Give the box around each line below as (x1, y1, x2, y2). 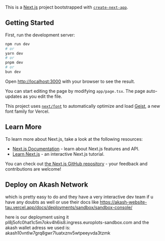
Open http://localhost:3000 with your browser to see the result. (5, 78, 136, 84)
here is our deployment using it (5, 214, 69, 220)
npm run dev (5, 41, 30, 46)
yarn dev (5, 51, 23, 56)
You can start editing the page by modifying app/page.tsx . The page (5, 88, 146, 94)
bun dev (5, 69, 21, 74)
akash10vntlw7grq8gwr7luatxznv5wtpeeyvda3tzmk (5, 230, 111, 236)
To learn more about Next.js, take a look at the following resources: (5, 136, 143, 142)
